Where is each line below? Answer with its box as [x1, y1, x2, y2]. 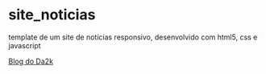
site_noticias [8, 6, 96, 24]
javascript [8, 40, 42, 50]
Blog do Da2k [8, 56, 54, 66]
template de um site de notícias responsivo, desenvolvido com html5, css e [8, 32, 258, 42]
